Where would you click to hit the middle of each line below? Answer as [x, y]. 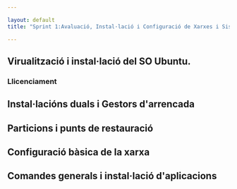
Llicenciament [32, 81]
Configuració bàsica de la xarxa [79, 152]
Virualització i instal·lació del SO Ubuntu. [99, 61]
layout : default [31, 20]
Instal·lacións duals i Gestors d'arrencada [101, 104]
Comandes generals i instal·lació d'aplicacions [112, 176]
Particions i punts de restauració [80, 128]
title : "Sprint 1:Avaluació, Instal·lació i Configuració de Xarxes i [113, 26]
